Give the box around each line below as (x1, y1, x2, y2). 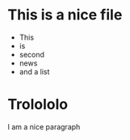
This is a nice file (7, 6, 123, 24)
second (19, 49, 45, 59)
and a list (19, 66, 50, 76)
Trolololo (7, 95, 69, 114)
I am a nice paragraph (7, 121, 81, 131)
